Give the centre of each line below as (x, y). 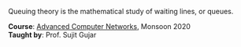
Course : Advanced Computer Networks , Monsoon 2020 (100, 26)
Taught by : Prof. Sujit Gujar (52, 35)
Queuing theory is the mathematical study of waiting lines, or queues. (121, 11)
